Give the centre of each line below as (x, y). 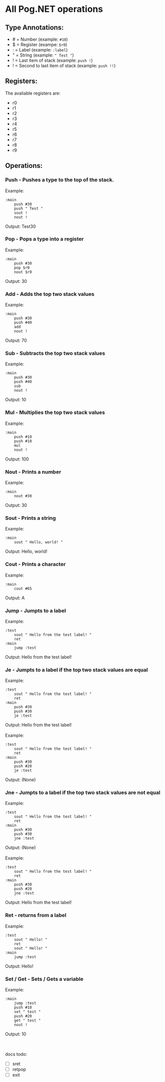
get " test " (27, 1021)
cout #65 (23, 588)
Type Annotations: (34, 28)
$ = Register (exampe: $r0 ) (40, 45)
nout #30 (23, 496)
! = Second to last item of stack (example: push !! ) (64, 66)
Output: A (15, 598)
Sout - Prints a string (30, 518)
